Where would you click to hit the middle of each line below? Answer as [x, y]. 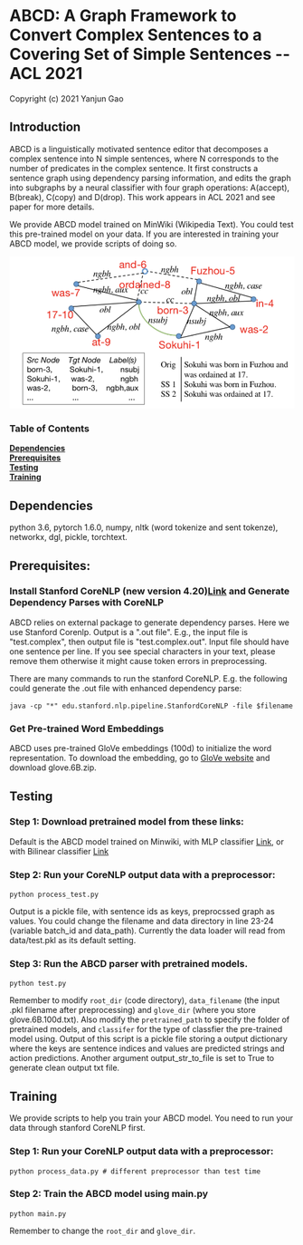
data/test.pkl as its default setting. [73, 941]
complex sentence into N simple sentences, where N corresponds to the [144, 159]
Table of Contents [50, 429]
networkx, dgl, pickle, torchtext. [69, 537]
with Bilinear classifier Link [59, 851]
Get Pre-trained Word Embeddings [87, 729]
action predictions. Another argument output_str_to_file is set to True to [142, 1058]
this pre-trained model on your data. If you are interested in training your [144, 234]
